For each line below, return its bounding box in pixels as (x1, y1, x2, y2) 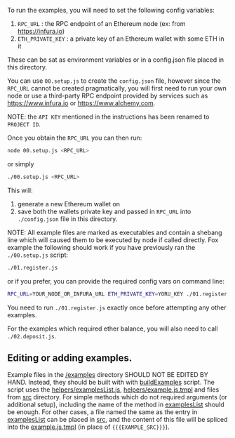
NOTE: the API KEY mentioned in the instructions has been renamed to (7, 112, 210, 121)
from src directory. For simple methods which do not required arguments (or (7, 393, 228, 401)
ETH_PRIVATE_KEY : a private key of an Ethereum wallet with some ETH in (17, 34, 224, 43)
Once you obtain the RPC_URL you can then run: (7, 133, 142, 142)
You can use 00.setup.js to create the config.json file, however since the (7, 77, 221, 85)
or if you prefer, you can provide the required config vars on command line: (7, 277, 225, 285)
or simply (7, 159, 34, 168)
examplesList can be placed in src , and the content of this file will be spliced (7, 416, 228, 424)
